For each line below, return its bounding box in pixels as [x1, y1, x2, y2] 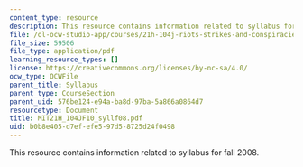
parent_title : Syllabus [9, 80, 99, 89]
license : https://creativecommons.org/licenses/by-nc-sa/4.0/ [9, 64, 248, 73]
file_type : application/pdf [9, 47, 115, 56]
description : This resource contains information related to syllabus [9, 22, 280, 31]
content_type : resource [9, 13, 99, 23]
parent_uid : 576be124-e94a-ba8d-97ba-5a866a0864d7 [9, 97, 204, 107]
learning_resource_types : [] [9, 55, 119, 64]
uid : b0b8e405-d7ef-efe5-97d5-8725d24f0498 [9, 123, 176, 132]
